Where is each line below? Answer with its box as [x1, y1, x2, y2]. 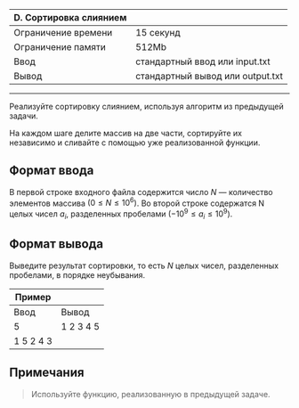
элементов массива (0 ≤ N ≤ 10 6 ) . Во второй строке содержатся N [9, 196, 265, 208]
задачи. [9, 110, 38, 121]
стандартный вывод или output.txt [134, 70, 283, 82]
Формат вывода [9, 236, 104, 252]
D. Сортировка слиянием [13, 12, 127, 23]
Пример [14, 290, 52, 303]
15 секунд [134, 27, 181, 38]
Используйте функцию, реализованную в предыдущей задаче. [30, 388, 271, 399]
